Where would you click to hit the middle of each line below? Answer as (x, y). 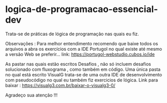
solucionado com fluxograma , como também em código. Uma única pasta (83, 69)
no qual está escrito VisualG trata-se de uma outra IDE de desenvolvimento (84, 74)
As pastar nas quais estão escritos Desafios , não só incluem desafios (78, 64)
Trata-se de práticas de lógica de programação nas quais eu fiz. (72, 34)
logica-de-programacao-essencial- (82, 9)
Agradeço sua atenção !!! (32, 95)
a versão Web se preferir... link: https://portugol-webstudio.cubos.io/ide (80, 54)
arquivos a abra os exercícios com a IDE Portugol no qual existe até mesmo (84, 49)
